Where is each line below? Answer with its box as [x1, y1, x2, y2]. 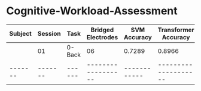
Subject [9, 29, 32, 37]
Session [37, 29, 61, 37]
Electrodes [86, 33, 118, 41]
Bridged [90, 26, 114, 34]
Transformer [157, 26, 194, 34]
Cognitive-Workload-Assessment [6, 4, 178, 18]
